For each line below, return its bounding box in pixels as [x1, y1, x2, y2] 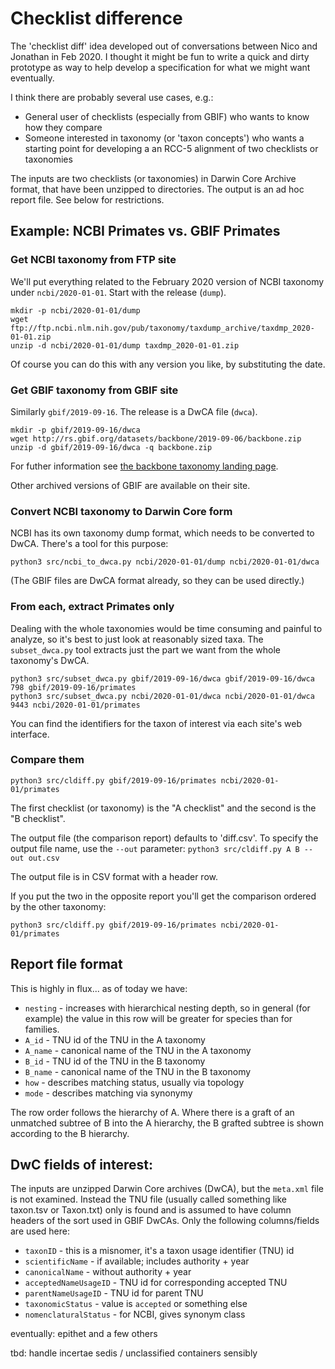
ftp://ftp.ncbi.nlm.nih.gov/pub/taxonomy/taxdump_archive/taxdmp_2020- [10, 323, 315, 333]
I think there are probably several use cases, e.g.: [10, 91, 214, 103]
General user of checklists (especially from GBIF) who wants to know [24, 110, 310, 122]
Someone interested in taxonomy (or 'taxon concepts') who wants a [24, 132, 305, 144]
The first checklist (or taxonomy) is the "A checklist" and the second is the [10, 802, 317, 814]
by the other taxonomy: [10, 900, 107, 912]
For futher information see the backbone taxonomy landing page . [10, 460, 279, 472]
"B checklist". [10, 812, 66, 824]
